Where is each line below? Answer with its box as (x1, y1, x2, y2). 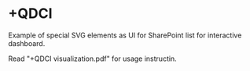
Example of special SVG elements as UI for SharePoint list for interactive (8, 30, 242, 40)
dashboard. (8, 38, 46, 48)
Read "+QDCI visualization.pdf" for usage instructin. (8, 54, 177, 63)
